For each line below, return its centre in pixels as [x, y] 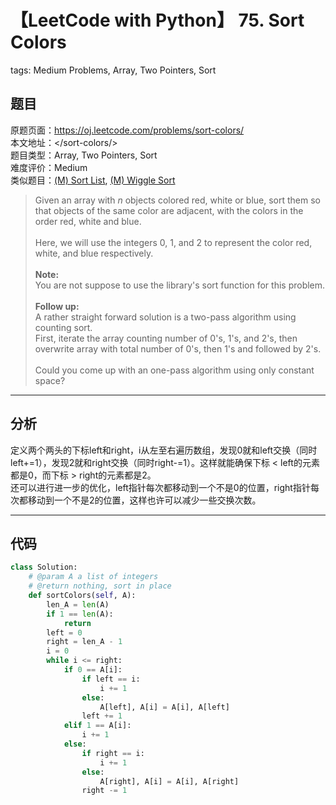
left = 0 [64, 632]
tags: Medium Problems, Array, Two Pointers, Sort [113, 70]
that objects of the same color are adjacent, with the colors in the [169, 210]
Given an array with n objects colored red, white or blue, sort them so [177, 200]
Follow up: [57, 306]
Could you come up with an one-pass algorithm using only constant [174, 370]
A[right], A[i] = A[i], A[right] [169, 781]
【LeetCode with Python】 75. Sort [157, 20]
